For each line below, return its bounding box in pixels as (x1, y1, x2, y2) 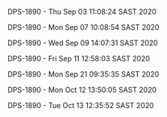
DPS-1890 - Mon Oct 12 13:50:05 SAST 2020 (7, 85, 157, 94)
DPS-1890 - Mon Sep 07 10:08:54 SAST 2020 (7, 23, 160, 31)
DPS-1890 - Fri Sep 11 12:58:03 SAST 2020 (7, 54, 151, 63)
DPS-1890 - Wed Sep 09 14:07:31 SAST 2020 (7, 38, 158, 48)
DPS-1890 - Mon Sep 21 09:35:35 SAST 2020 (7, 69, 160, 79)
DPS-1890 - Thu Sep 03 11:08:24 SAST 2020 (7, 7, 157, 16)
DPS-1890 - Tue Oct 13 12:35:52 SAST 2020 (7, 101, 154, 110)
